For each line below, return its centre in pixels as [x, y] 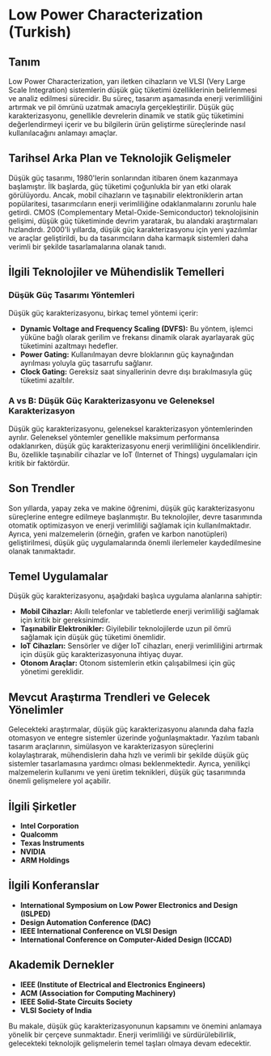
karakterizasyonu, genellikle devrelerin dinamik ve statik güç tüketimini [126, 116]
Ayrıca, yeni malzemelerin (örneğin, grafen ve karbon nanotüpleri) [118, 534]
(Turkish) [40, 32]
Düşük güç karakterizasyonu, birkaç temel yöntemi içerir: [104, 312]
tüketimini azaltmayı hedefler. [69, 346]
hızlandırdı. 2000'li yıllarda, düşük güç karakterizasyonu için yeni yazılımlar [133, 229]
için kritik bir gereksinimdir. [65, 620]
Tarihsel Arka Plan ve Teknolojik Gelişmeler [120, 158]
